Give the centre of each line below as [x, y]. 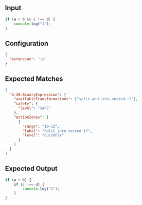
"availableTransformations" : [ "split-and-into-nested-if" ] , [76, 99]
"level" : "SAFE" [34, 108]
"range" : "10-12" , [41, 126]
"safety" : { [26, 104]
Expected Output [31, 169]
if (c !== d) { [29, 185]
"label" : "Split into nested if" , [57, 131]
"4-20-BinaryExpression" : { [38, 94]
